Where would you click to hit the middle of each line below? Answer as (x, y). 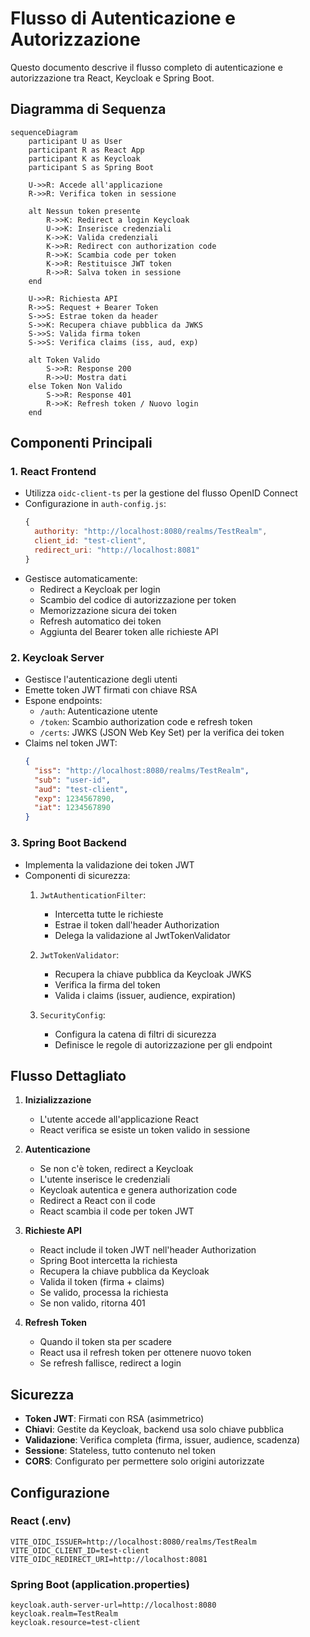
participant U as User (75, 141)
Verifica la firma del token (107, 984)
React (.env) (41, 1521)
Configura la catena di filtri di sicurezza (135, 1034)
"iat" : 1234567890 (72, 808)
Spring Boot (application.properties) (100, 1584)
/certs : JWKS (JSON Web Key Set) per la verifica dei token (162, 733)
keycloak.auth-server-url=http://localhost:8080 (113, 1605)
